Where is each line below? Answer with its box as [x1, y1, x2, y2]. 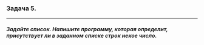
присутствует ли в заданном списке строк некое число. [6, 32, 157, 39]
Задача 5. [6, 4, 36, 13]
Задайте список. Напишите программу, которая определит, [6, 25, 168, 32]
